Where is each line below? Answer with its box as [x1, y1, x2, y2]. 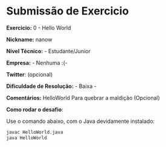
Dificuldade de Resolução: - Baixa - [6, 83, 97, 90]
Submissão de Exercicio [6, 4, 129, 18]
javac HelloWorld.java [6, 129, 63, 135]
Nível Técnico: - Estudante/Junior [6, 47, 91, 55]
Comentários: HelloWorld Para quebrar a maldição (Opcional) [6, 94, 160, 101]
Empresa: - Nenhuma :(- [6, 59, 68, 66]
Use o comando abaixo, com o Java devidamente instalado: [6, 117, 155, 125]
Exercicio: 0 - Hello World [6, 24, 71, 31]
